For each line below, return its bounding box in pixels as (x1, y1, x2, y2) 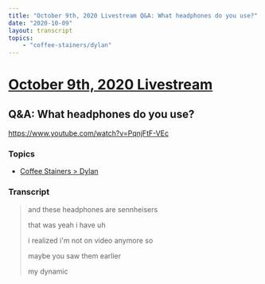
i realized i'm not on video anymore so (27, 235, 154, 245)
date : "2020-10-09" (8, 19, 73, 27)
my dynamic (27, 266, 68, 276)
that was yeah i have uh (27, 220, 106, 230)
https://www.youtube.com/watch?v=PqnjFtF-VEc (8, 128, 170, 138)
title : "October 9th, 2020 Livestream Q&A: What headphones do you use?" (8, 11, 259, 20)
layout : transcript (8, 26, 73, 34)
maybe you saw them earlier (27, 250, 122, 260)
